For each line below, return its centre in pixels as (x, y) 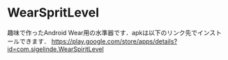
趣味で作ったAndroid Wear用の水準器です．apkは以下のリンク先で (102, 32)
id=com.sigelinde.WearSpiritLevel (56, 49)
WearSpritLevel (53, 13)
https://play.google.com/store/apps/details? (114, 41)
